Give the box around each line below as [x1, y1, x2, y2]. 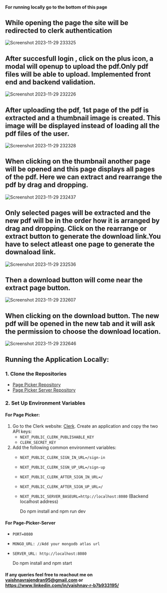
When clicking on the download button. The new [5, 312, 159, 320]
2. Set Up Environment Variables [5, 400, 85, 407]
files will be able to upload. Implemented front [5, 70, 151, 78]
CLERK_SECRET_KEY [19, 440, 56, 445]
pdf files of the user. [5, 129, 70, 138]
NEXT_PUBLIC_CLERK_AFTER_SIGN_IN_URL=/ [19, 475, 103, 480]
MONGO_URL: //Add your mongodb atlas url [12, 542, 100, 547]
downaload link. [5, 248, 56, 256]
